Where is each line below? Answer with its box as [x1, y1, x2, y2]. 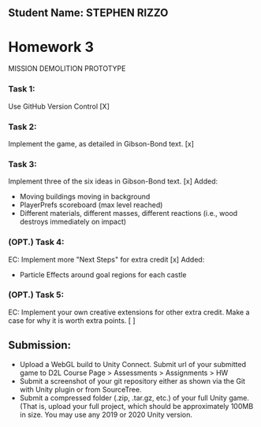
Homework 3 [8, 38, 95, 56]
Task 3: [8, 158, 37, 169]
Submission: [8, 339, 72, 352]
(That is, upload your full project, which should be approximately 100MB [19, 401, 254, 410]
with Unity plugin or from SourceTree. [19, 384, 142, 394]
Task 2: [8, 121, 37, 132]
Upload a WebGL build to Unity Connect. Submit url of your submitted [19, 359, 247, 369]
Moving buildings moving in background [19, 192, 151, 202]
